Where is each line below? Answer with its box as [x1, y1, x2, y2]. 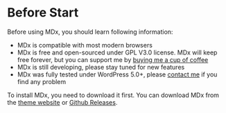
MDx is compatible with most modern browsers [17, 41, 153, 49]
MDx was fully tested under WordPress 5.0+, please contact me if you [17, 70, 218, 79]
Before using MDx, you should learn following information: [7, 28, 173, 36]
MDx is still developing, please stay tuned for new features [17, 63, 185, 71]
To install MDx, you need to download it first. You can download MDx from [7, 91, 220, 99]
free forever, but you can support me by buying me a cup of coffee [17, 55, 209, 63]
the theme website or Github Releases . [7, 98, 118, 106]
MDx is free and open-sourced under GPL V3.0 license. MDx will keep [17, 48, 218, 56]
